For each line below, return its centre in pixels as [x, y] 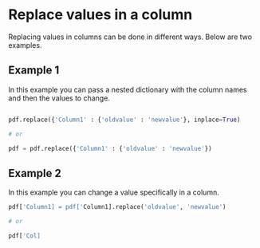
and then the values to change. [59, 98]
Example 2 [35, 173]
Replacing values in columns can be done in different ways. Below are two [130, 37]
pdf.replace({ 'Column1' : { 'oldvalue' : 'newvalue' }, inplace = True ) [124, 120]
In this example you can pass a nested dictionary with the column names [128, 89]
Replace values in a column [100, 15]
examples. [25, 45]
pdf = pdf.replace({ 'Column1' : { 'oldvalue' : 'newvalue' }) [110, 148]
